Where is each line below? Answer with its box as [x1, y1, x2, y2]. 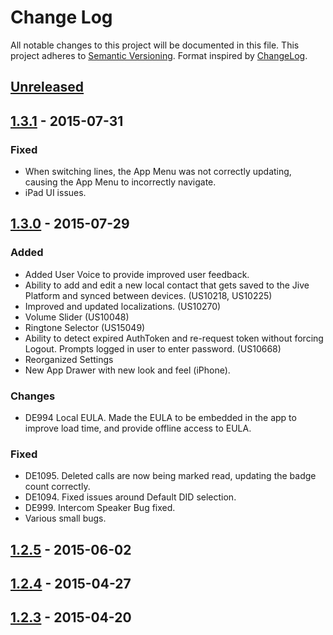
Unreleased [10, 79, 85, 96]
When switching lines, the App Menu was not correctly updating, [24, 166, 292, 178]
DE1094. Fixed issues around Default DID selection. [24, 491, 237, 503]
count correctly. [24, 481, 91, 493]
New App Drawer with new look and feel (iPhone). [24, 364, 231, 376]
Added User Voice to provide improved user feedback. [24, 268, 250, 280]
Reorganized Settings [24, 353, 114, 365]
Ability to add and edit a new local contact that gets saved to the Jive [24, 279, 310, 291]
